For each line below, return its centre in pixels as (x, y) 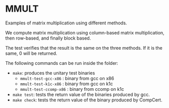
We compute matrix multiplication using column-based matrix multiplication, (85, 32)
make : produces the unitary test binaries (54, 73)
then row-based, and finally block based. (48, 38)
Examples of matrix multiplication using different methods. (66, 23)
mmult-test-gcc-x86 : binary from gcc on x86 (67, 78)
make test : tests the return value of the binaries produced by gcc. (81, 94)
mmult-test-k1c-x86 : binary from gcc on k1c (66, 84)
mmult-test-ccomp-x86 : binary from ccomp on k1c (72, 89)
